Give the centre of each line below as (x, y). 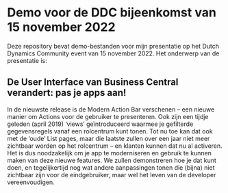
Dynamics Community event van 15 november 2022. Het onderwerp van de (113, 53)
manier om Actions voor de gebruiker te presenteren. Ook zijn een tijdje (108, 116)
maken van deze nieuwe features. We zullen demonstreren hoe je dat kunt (112, 160)
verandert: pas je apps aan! (67, 93)
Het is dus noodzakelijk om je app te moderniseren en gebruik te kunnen (110, 153)
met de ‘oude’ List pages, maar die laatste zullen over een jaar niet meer (109, 138)
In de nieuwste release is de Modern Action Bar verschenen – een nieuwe (111, 109)
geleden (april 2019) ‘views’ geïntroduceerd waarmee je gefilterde (100, 124)
